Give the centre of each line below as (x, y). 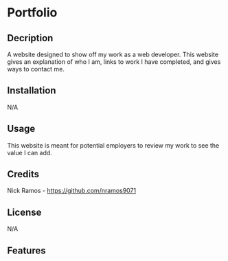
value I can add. (30, 152)
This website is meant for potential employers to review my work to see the (113, 145)
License (24, 212)
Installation (32, 91)
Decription (30, 38)
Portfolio (32, 13)
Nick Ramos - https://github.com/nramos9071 (71, 191)
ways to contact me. (36, 69)
